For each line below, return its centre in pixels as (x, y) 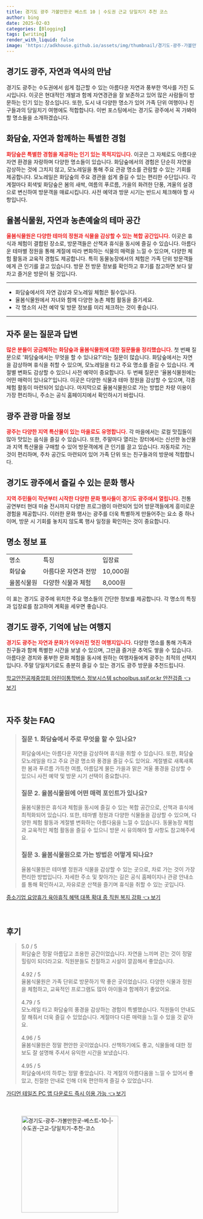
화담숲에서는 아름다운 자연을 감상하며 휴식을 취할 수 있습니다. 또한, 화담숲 (107, 753)
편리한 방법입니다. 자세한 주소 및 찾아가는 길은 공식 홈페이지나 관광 (99, 877)
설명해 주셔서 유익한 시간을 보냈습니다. (84, 1053)
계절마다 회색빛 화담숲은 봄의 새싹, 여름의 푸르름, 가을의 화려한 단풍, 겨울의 (94, 184)
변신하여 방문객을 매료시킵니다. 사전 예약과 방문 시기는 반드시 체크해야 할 (103, 192)
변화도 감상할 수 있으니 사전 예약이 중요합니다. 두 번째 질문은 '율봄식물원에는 (107, 372)
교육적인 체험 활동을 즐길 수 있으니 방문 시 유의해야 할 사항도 (98, 830)
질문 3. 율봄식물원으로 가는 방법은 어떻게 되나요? (87, 855)
